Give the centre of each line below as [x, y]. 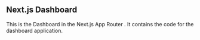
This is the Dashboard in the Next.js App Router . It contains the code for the [100, 24]
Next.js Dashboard [42, 10]
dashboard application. [35, 30]
